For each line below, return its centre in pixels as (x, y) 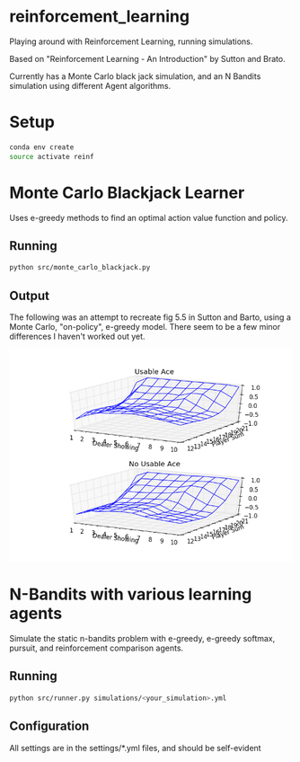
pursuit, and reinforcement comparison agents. (97, 648)
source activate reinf (52, 156)
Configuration (49, 727)
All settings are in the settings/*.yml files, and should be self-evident (136, 748)
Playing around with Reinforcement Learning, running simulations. (131, 41)
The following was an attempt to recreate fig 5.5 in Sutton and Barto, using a (150, 317)
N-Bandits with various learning (131, 594)
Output (29, 295)
